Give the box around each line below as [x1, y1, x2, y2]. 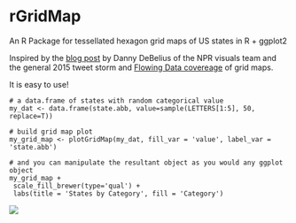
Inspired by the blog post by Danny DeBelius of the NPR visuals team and [9, 52, 277, 63]
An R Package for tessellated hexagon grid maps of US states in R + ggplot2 [9, 35, 288, 46]
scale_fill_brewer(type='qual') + [12, 181, 141, 190]
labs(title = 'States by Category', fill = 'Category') [12, 188, 224, 198]
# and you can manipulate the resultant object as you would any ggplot [9, 158, 284, 167]
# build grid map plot [9, 127, 93, 136]
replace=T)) [9, 111, 53, 120]
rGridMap [9, 6, 82, 27]
